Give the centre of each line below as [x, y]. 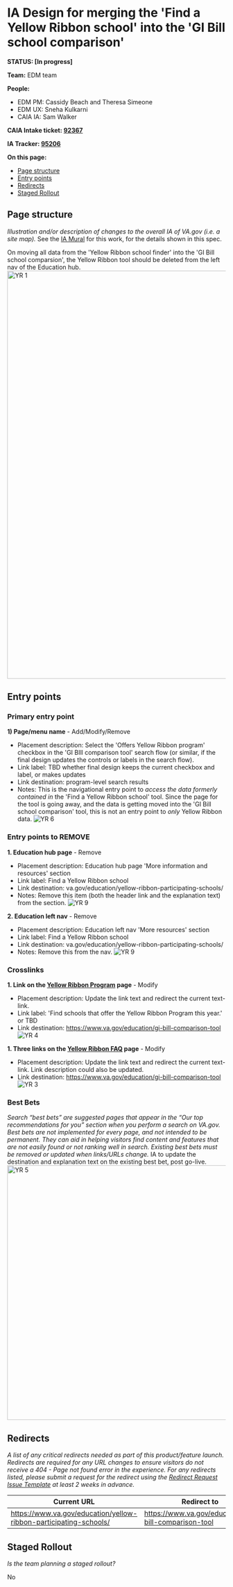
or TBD [27, 1020]
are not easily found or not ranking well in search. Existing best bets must [112, 1147]
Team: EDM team [32, 75]
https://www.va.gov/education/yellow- [74, 1513]
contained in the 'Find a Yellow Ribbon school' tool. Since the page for [118, 797]
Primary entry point [41, 717]
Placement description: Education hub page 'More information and [112, 865]
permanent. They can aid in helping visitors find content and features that [113, 1140]
